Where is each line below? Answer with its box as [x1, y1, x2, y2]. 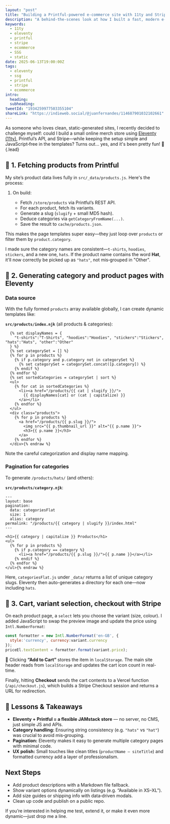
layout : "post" [5, 7, 37, 13]
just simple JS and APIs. [12, 721, 63, 727]
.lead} [5, 146, 20, 152]
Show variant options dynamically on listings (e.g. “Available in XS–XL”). [12, 787, 162, 793]
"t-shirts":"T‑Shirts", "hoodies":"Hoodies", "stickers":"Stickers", [14, 335, 164, 341]
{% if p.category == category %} [14, 547, 85, 552]
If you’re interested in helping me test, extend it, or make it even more [5, 808, 150, 814]
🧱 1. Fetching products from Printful [5, 161, 119, 170]
